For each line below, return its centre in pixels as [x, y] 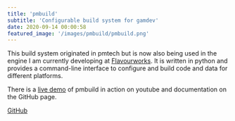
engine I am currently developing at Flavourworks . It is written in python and [118, 61]
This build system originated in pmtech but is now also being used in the [112, 53]
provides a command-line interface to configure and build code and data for [118, 68]
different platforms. [35, 76]
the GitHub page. [32, 97]
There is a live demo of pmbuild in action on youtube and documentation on [117, 89]
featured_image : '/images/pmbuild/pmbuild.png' [78, 33]
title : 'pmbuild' [33, 14]
